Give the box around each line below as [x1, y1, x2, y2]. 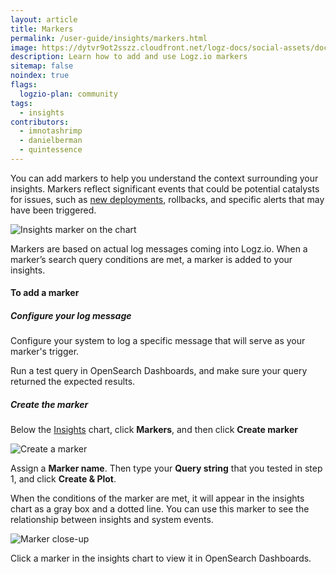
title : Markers [10, 24, 74, 34]
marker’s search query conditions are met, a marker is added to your [10, 253, 293, 265]
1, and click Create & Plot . [10, 473, 117, 485]
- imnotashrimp [19, 126, 83, 136]
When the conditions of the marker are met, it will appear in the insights [10, 492, 305, 505]
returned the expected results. [10, 376, 136, 388]
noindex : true [10, 71, 70, 81]
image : [10, 42, 38, 53]
